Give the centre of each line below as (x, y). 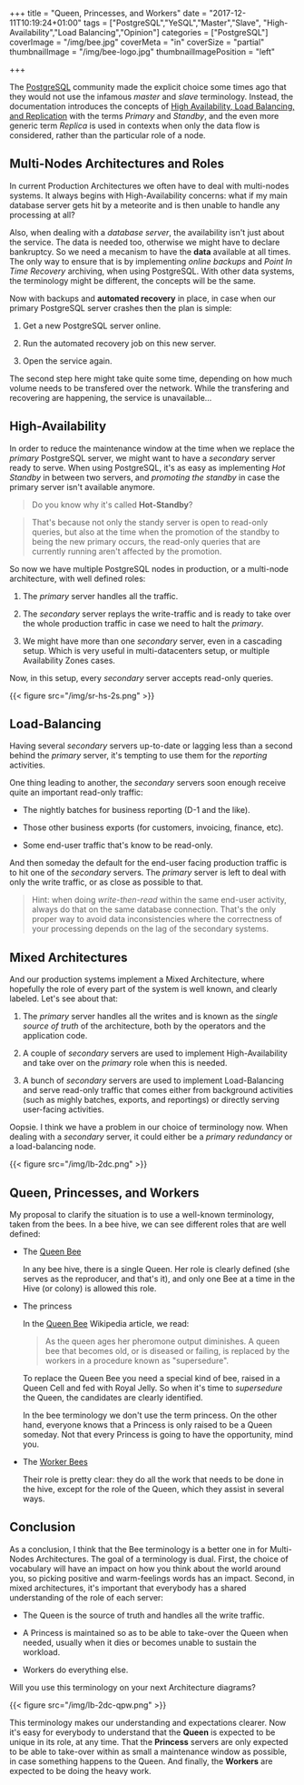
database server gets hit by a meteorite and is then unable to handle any (145, 205)
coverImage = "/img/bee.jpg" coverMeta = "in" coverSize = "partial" (137, 42)
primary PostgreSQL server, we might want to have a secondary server (142, 457)
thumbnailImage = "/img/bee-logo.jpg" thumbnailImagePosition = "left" (142, 52)
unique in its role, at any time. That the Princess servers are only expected (149, 1741)
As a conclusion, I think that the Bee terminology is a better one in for (139, 1549)
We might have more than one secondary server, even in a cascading (152, 641)
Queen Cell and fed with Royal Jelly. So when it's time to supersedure (152, 1388)
